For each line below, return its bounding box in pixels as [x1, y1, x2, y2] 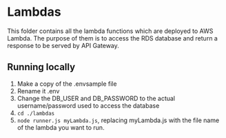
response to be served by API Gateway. [7, 41, 119, 49]
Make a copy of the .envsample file [17, 80, 117, 88]
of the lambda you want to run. [17, 123, 105, 131]
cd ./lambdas [17, 110, 55, 117]
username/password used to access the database [17, 101, 160, 110]
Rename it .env [17, 87, 60, 95]
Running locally [7, 61, 76, 73]
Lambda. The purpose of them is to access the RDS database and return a [7, 34, 218, 42]
